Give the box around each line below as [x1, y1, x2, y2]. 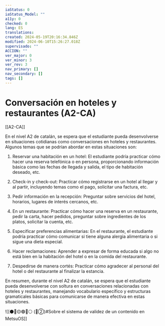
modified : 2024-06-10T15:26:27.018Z [5, 39, 80, 44]
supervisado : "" [5, 44, 38, 49]
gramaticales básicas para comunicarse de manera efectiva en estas [5, 293, 145, 299]
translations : [5, 30, 34, 35]
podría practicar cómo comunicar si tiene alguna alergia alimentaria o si [12, 233, 158, 239]
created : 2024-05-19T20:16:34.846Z [5, 35, 78, 40]
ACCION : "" [5, 48, 28, 53]
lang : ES [5, 26, 23, 31]
